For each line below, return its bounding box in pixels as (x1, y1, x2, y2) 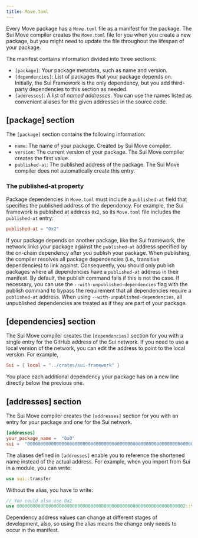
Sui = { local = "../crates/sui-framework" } (6, 362, 120, 368)
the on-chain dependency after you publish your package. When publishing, (6, 249, 192, 256)
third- (171, 79, 185, 86)
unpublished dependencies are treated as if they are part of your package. (6, 299, 187, 306)
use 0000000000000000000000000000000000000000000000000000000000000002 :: (6, 503, 192, 509)
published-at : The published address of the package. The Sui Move (14, 161, 180, 168)
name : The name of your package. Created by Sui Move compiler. (14, 142, 172, 150)
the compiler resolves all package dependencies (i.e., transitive (6, 255, 160, 262)
